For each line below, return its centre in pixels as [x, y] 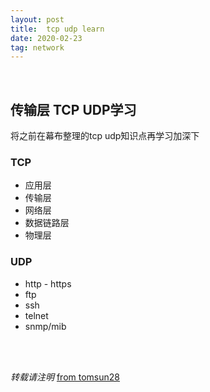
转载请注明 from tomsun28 [65, 377]
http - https [48, 283]
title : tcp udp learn [57, 29]
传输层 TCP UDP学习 [73, 109]
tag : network [37, 47]
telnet [36, 315]
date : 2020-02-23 [46, 38]
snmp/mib [45, 326]
